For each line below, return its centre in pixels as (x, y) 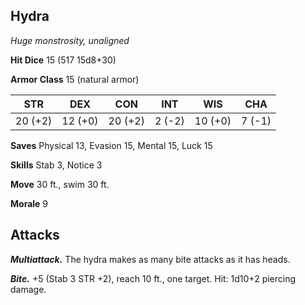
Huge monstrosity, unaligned (70, 40)
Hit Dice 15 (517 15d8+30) (63, 60)
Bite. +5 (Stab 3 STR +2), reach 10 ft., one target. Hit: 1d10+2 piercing (153, 278)
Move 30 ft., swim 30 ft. (60, 184)
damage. (28, 289)
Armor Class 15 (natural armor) (75, 79)
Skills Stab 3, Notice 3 (56, 165)
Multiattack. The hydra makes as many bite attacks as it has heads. (150, 259)
